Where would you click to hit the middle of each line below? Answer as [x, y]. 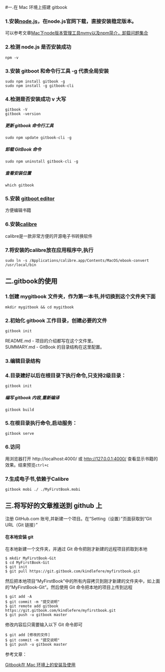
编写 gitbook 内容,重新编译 [32, 397]
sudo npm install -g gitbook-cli [40, 85]
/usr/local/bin [21, 265]
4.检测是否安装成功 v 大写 [36, 99]
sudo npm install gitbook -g [35, 81]
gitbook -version [23, 114]
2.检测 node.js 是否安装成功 [38, 47]
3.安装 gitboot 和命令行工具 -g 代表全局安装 [57, 71]
